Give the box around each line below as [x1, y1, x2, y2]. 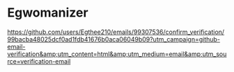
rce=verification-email [7, 57, 71, 65]
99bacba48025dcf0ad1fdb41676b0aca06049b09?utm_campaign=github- [7, 35, 221, 43]
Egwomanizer [7, 5, 88, 21]
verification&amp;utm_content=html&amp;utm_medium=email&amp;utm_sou [7, 50, 227, 58]
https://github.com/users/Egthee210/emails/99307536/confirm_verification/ [7, 28, 225, 36]
